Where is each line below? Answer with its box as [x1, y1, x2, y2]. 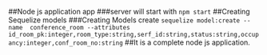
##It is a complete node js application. [125, 37, 250, 47]
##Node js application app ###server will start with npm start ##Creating [8, 7, 250, 16]
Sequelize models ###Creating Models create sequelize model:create [8, 15, 241, 25]
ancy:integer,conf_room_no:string [8, 39, 124, 47]
